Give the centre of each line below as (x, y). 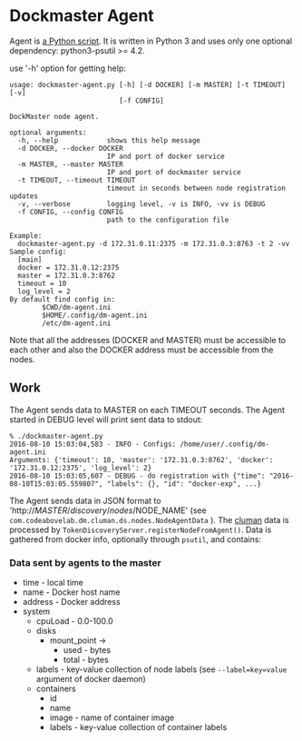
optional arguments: (49, 133)
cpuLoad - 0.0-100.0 (74, 621)
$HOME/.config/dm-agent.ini (95, 315)
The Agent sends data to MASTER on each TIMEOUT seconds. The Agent (147, 410)
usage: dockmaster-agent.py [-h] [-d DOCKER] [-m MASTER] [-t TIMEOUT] (147, 84)
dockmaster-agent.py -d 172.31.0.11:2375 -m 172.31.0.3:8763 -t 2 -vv (154, 243)
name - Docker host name (71, 592)
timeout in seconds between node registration (196, 188)
